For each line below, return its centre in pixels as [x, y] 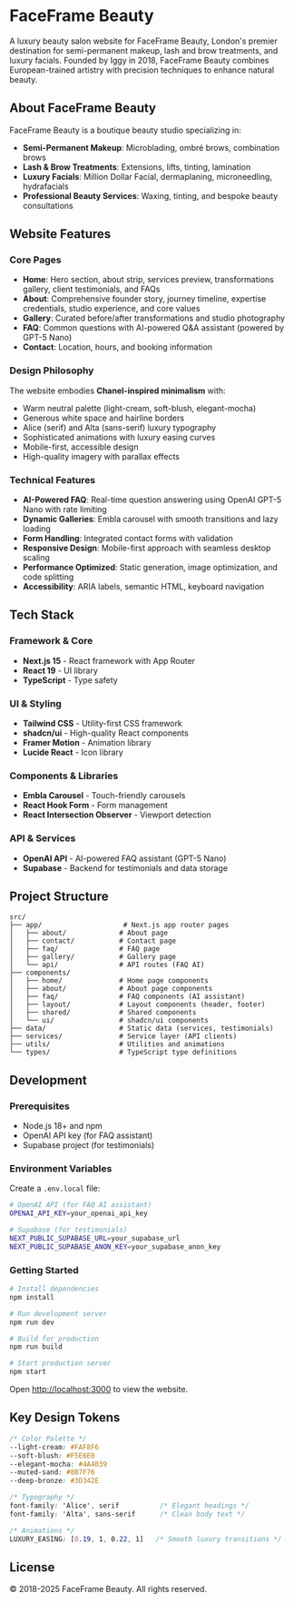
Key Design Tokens [65, 1418]
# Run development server [58, 1313]
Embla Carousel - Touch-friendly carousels [104, 796]
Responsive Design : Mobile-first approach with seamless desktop [147, 548]
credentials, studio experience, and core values [111, 309]
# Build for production [54, 1339]
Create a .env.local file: [55, 1188]
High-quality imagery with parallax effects [101, 456]
